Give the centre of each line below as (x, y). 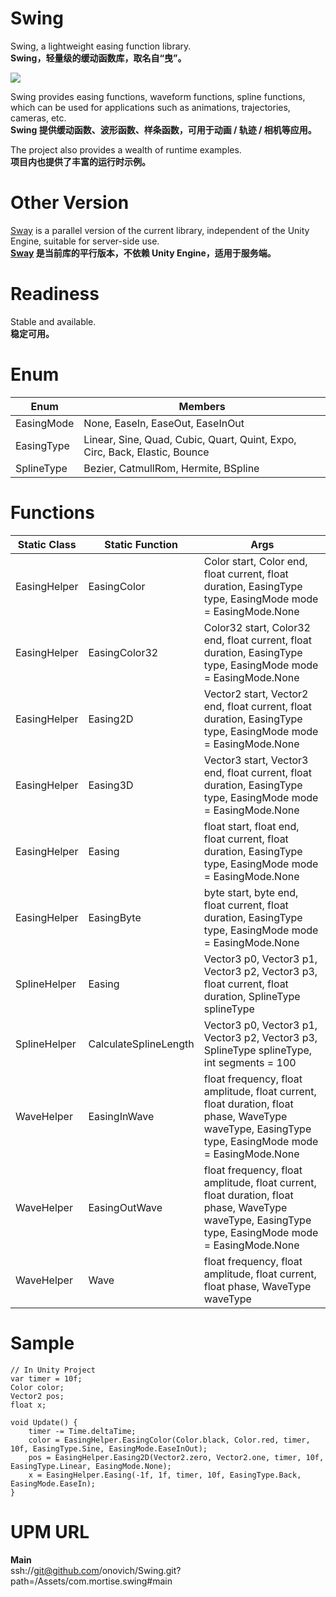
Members (202, 406)
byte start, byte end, (251, 892)
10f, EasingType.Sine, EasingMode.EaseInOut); (109, 1448)
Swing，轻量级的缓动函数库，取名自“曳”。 (98, 58)
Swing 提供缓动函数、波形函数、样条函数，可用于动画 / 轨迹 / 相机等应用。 (163, 129)
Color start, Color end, (255, 561)
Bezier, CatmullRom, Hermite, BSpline (171, 468)
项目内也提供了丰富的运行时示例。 (80, 161)
